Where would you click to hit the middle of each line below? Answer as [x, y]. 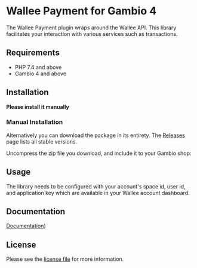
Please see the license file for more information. [65, 259]
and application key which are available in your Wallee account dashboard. [98, 193]
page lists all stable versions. [42, 141]
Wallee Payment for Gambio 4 [81, 11]
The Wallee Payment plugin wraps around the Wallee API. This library [91, 28]
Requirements [33, 53]
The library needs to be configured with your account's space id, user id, [96, 186]
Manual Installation [35, 122]
